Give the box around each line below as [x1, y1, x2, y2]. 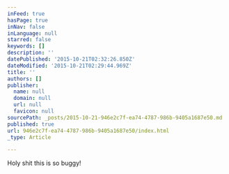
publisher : [7, 82, 39, 89]
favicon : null [13, 108, 54, 115]
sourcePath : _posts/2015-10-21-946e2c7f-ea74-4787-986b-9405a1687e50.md [7, 114, 223, 121]
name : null [13, 88, 45, 95]
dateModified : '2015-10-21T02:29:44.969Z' [7, 62, 132, 69]
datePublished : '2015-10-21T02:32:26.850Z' [7, 56, 136, 63]
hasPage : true [7, 17, 49, 24]
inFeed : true [7, 10, 45, 17]
